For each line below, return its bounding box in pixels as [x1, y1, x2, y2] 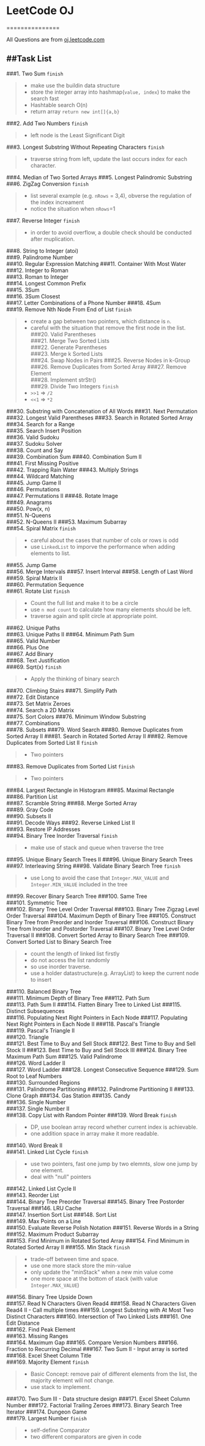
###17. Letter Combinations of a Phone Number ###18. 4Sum [6, 299, 161, 306]
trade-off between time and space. [30, 1255, 119, 1262]
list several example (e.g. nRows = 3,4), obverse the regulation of [30, 192, 192, 199]
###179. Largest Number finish [6, 1414, 87, 1422]
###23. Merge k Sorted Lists [30, 350, 103, 357]
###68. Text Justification [6, 657, 70, 664]
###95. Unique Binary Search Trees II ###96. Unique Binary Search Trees [6, 856, 193, 863]
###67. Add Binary [6, 650, 54, 657]
